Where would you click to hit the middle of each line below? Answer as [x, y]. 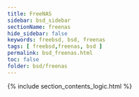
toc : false [23, 60]
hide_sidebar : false [38, 33]
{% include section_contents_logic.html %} [70, 86]
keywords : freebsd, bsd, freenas [56, 40]
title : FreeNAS [30, 14]
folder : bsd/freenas [38, 66]
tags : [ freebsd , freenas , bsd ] [55, 46]
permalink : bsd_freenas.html [50, 53]
